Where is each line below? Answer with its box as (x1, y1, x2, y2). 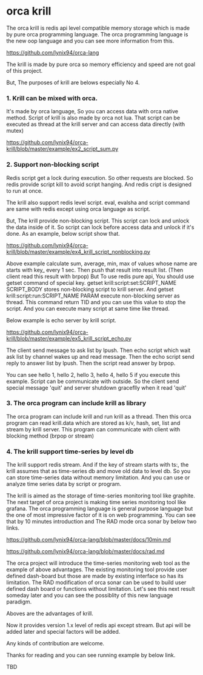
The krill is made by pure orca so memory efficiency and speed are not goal (6, 61, 196, 68)
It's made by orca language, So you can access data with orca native (6, 108, 179, 115)
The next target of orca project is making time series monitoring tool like (6, 499, 187, 506)
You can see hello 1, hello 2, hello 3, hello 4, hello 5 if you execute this (6, 371, 181, 378)
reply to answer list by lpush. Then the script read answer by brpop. (6, 359, 176, 367)
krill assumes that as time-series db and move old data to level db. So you (6, 468, 191, 475)
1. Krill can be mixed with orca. (6, 94, 98, 102)
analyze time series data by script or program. (6, 480, 122, 488)
